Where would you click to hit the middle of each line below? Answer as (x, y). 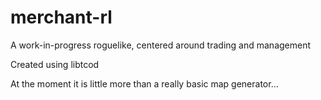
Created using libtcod (55, 64)
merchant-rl (61, 17)
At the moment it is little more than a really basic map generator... (144, 83)
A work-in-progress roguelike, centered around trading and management (161, 45)
